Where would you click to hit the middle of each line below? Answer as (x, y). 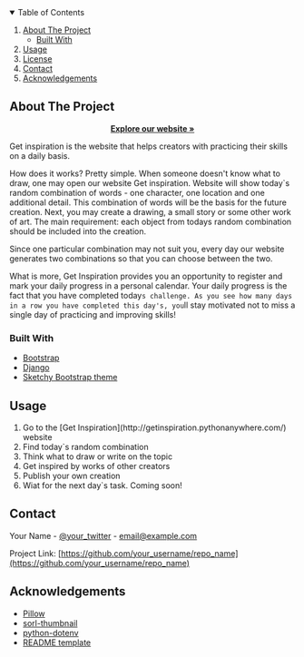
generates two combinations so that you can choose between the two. (141, 258)
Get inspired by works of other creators (96, 466)
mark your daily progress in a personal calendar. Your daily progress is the (148, 285)
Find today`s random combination (85, 446)
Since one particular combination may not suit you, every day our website (147, 249)
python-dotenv (50, 632)
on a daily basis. (40, 155)
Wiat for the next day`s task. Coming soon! (103, 485)
